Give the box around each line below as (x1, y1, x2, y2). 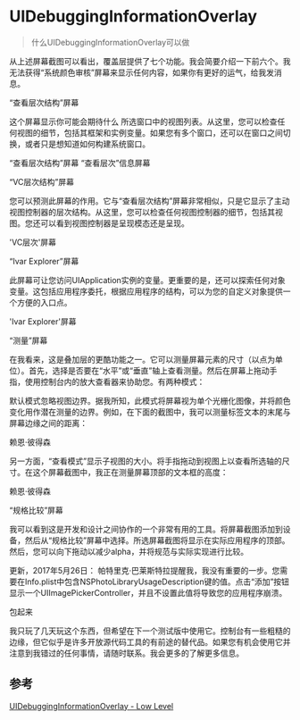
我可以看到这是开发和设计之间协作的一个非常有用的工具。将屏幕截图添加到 (9, 523, 283, 534)
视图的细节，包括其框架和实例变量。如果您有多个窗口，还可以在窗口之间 (16, 127, 283, 138)
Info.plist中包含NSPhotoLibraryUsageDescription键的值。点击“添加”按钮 (24, 576, 290, 587)
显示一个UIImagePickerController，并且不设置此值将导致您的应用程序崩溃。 (9, 587, 287, 598)
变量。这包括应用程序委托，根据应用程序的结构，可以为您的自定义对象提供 (9, 286, 283, 297)
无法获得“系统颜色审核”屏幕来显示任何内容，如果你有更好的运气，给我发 (9, 67, 275, 78)
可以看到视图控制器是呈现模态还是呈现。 (39, 217, 189, 229)
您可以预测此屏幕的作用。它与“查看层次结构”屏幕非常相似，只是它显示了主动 (9, 195, 290, 206)
